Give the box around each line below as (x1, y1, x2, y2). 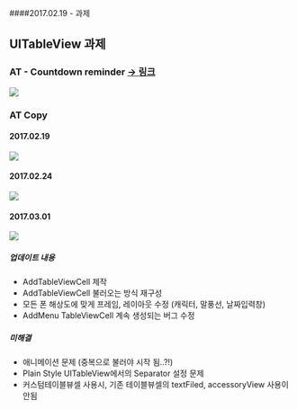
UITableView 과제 (9, 37, 106, 52)
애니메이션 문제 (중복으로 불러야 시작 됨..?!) (22, 357, 174, 368)
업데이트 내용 (9, 252, 56, 262)
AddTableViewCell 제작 (22, 277, 108, 288)
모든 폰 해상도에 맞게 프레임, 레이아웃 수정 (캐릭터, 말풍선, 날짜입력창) (22, 299, 266, 310)
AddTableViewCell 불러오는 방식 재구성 (22, 288, 163, 298)
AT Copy (9, 109, 48, 121)
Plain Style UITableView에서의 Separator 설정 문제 (22, 368, 204, 379)
